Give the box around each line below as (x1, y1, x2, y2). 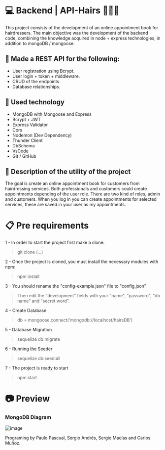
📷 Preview (5, 393, 50, 404)
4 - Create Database (5, 308, 47, 314)
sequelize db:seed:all (17, 356, 61, 361)
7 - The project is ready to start (5, 365, 68, 371)
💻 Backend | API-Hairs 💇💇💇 (5, 5, 120, 16)
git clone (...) (17, 249, 43, 255)
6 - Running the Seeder (5, 346, 53, 352)
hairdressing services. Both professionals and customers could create (5, 186, 147, 192)
